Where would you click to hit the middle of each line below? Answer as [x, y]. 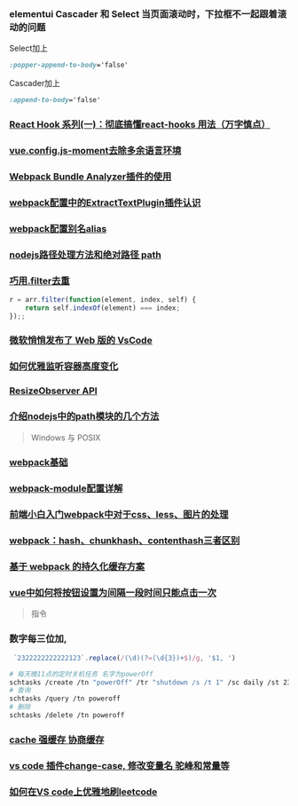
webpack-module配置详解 [66, 488]
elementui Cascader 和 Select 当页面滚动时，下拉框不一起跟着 [143, 13]
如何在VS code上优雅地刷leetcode [83, 792]
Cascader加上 [35, 83]
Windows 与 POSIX [66, 438]
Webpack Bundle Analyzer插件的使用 [90, 177]
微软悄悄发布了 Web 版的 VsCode [81, 341]
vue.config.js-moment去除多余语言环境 [95, 150]
